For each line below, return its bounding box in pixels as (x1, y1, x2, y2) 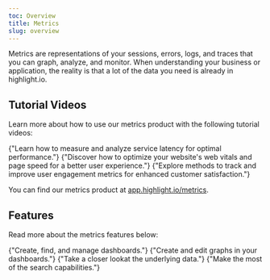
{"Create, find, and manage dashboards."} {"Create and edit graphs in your (8, 245, 258, 255)
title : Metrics (8, 19, 60, 27)
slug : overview (8, 27, 60, 35)
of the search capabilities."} (8, 263, 101, 272)
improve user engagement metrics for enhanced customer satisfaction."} (8, 169, 251, 179)
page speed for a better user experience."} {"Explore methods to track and (8, 161, 256, 170)
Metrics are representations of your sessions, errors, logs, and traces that (8, 49, 254, 59)
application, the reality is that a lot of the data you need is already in (8, 66, 234, 76)
